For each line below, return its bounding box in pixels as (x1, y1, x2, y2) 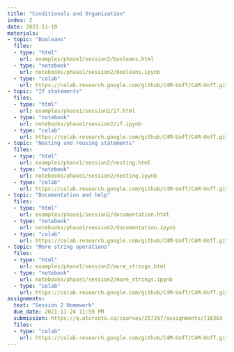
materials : (7, 29, 39, 37)
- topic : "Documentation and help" (7, 192, 111, 199)
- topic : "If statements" (7, 88, 82, 95)
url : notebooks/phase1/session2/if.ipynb (19, 120, 141, 128)
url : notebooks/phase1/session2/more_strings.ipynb (19, 276, 173, 283)
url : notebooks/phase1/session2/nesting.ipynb (19, 172, 157, 179)
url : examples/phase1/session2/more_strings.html (19, 263, 167, 270)
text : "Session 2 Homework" (13, 302, 95, 309)
